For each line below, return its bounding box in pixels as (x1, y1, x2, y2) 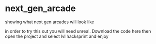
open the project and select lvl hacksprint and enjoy (5, 33, 109, 39)
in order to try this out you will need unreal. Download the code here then (5, 28, 151, 34)
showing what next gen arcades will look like (5, 19, 94, 25)
